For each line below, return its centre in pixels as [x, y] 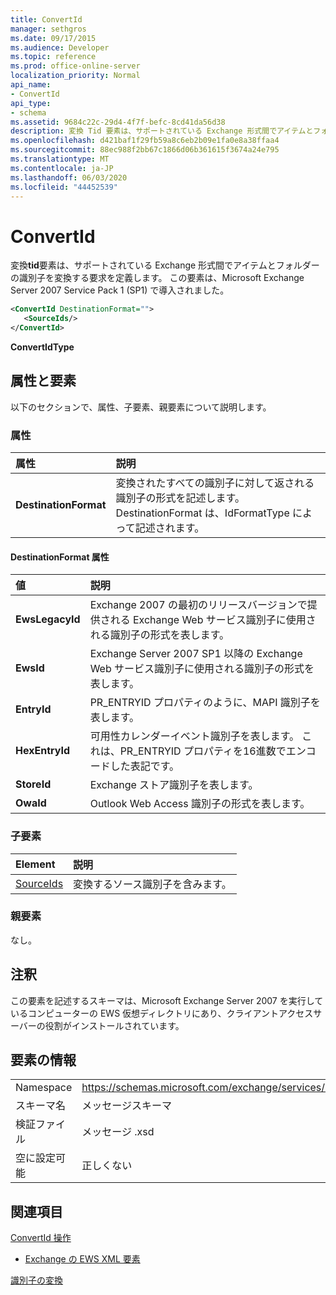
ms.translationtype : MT [60, 159]
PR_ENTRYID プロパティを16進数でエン [213, 751]
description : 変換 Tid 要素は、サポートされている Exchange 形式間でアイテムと [162, 131]
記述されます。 [169, 528]
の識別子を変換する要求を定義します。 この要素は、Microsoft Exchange [157, 278]
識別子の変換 [36, 1280]
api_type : [31, 103]
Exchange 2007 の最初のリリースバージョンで [198, 605]
